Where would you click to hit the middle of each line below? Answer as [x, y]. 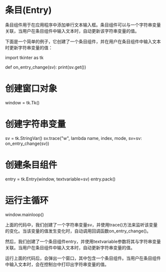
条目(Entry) [28, 10]
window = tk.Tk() [22, 102]
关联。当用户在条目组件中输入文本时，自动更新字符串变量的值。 [70, 247]
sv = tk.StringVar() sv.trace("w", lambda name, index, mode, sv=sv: [74, 138]
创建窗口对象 [31, 89]
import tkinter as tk [24, 57]
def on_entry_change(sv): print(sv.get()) [46, 67]
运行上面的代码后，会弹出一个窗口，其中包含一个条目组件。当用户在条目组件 [83, 258]
